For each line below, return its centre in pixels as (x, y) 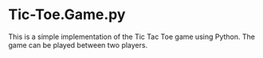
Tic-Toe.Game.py (67, 15)
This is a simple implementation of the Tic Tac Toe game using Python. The (131, 37)
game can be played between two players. (78, 44)
